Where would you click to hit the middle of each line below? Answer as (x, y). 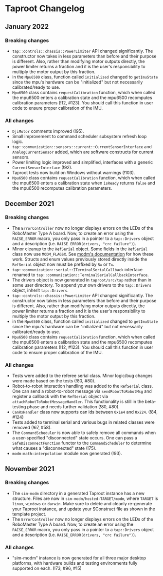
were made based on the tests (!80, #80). (54, 381)
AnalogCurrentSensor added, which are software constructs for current (83, 152)
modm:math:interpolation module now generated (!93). (67, 454)
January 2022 (27, 27)
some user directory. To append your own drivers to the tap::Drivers (82, 285)
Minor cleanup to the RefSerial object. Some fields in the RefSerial (80, 249)
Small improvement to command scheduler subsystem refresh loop (79, 137)
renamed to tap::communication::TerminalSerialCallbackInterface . (80, 275)
